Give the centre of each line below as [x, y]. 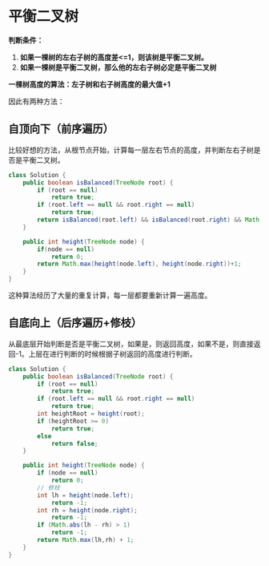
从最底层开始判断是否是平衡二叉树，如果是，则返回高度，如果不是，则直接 [131, 344]
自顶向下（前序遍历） [61, 129]
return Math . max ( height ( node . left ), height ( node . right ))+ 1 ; [139, 264]
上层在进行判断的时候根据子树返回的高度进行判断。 [113, 354]
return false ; [74, 443]
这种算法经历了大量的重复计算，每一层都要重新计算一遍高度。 [110, 295]
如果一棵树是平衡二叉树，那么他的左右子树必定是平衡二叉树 [118, 67]
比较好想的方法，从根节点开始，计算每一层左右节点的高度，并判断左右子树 [131, 150]
